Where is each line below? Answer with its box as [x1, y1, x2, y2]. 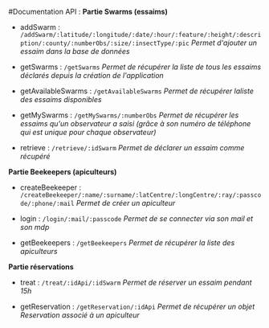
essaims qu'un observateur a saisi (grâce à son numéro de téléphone [19, 119, 251, 128]
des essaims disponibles [19, 95, 102, 104]
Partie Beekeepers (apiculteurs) [8, 167, 117, 176]
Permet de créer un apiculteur [75, 199, 176, 207]
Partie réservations [8, 262, 74, 272]
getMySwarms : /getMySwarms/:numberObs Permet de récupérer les [19, 110, 239, 120]
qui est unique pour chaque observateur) [19, 128, 157, 137]
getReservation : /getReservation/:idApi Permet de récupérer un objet [19, 301, 255, 311]
